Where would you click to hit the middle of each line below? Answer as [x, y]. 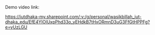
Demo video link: [22, 7]
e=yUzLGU [16, 27]
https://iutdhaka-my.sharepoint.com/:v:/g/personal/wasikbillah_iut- [74, 17]
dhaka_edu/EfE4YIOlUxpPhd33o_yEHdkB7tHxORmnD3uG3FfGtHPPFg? [77, 22]
